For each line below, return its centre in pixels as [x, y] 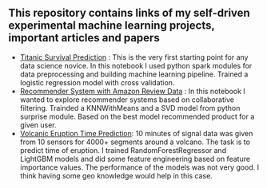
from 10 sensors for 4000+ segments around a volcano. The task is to [135, 142]
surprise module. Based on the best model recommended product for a [137, 116]
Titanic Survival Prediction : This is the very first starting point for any [134, 57]
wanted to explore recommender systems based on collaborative [127, 100]
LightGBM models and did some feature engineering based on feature [135, 159]
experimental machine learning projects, [112, 26]
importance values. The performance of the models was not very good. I [139, 167]
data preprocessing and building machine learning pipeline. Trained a [134, 74]
